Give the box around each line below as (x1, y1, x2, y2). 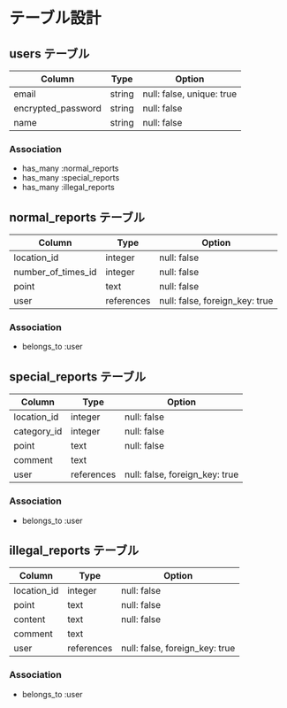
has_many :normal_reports (21, 163, 119, 173)
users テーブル (9, 46, 90, 61)
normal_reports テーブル (9, 210, 146, 225)
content (13, 613, 46, 626)
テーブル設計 (9, 8, 102, 28)
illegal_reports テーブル (9, 543, 140, 558)
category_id (13, 426, 63, 438)
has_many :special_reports (21, 173, 120, 183)
